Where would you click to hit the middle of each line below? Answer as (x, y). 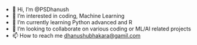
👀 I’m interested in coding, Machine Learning (68, 16)
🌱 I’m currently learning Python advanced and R (72, 22)
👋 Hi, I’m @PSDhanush (40, 9)
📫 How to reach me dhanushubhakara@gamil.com (76, 36)
